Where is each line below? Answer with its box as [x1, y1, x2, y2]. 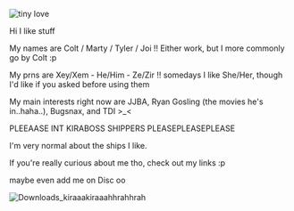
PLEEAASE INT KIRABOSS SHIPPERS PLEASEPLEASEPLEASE [9, 123, 235, 134]
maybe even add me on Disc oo [9, 174, 126, 185]
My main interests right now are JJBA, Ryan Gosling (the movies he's [9, 96, 264, 107]
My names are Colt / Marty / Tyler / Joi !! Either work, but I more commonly [9, 43, 285, 53]
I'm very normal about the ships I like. [9, 141, 147, 150]
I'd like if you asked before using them [9, 79, 150, 89]
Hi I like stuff [9, 26, 55, 36]
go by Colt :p [9, 53, 57, 62]
